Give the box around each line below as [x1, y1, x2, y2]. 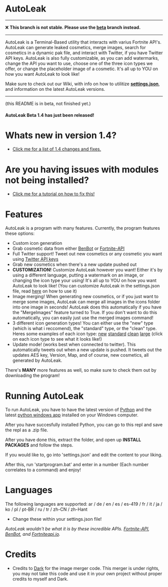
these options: [5, 230, 35, 236]
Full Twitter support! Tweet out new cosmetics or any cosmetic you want [12, 251, 162, 257]
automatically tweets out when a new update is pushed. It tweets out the [12, 347, 162, 353]
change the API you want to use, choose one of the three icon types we [5, 60, 153, 66]
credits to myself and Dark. [12, 576, 68, 582]
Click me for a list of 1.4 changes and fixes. [12, 146, 101, 152]
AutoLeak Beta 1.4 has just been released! [5, 112, 94, 118]
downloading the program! [5, 372, 60, 379]
